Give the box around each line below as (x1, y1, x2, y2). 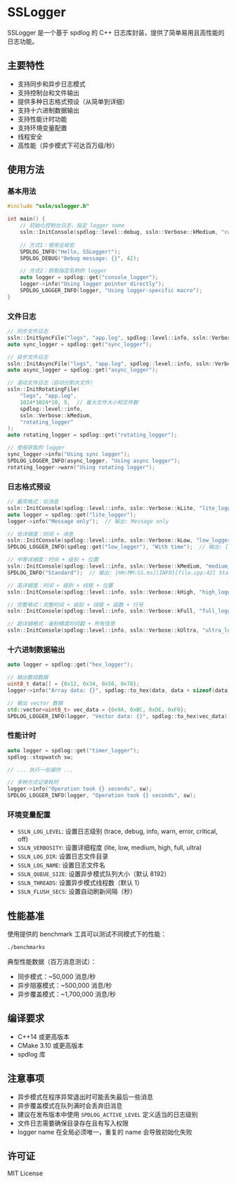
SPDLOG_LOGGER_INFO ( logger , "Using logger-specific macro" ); (20, 287, 202, 294)
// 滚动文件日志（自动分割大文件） (7, 379, 96, 386)
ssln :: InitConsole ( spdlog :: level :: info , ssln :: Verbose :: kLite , (7, 504, 197, 511)
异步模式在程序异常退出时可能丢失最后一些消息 (17, 1092, 153, 1101)
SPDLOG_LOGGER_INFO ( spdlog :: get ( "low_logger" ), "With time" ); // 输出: (7, 544, 223, 551)
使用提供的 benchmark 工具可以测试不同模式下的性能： (7, 930, 167, 939)
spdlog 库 (17, 1050, 46, 1058)
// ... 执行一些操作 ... (7, 766, 74, 773)
